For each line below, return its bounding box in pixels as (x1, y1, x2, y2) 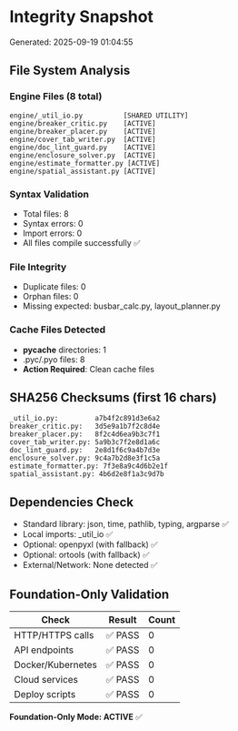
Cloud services (14, 673, 79, 685)
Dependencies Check (9, 494, 134, 510)
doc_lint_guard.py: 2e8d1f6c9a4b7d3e (9, 446, 161, 455)
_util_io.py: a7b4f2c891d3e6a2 (9, 414, 161, 423)
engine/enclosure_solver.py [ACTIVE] (9, 150, 156, 160)
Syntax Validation (9, 188, 89, 200)
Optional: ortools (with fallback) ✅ (22, 549, 150, 561)
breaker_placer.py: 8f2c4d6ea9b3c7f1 (9, 430, 161, 439)
